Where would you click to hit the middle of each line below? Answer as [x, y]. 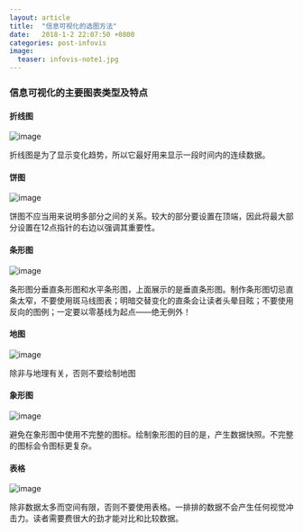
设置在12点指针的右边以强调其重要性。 [88, 228]
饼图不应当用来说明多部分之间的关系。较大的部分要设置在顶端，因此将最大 [147, 216]
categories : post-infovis [58, 43]
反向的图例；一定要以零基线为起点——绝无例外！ [100, 311]
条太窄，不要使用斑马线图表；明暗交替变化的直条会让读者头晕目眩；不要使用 [151, 300]
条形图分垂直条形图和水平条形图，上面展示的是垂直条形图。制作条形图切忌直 [151, 289]
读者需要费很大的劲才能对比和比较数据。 [108, 518]
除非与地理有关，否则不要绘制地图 [73, 373]
